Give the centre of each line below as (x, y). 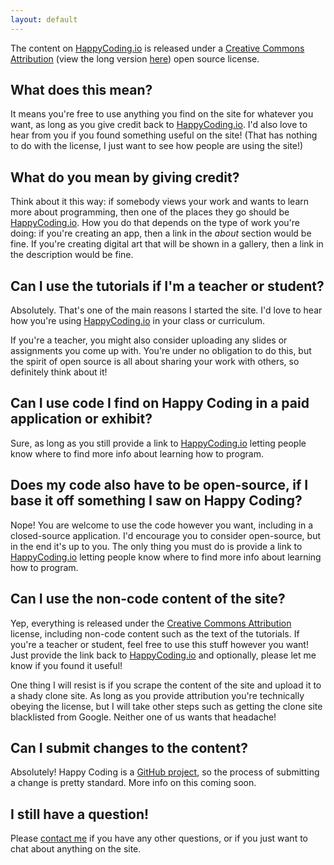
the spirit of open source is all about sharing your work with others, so (155, 362)
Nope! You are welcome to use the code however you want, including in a (162, 525)
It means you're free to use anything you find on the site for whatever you (162, 114)
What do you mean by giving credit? (125, 177)
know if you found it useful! (66, 665)
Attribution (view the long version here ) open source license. (135, 58)
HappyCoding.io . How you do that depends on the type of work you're (155, 223)
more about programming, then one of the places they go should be (150, 212)
